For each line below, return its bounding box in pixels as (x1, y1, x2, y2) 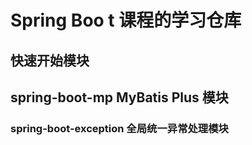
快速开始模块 (10, 52, 90, 69)
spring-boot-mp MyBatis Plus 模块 (10, 89, 229, 106)
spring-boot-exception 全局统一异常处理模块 (10, 121, 229, 135)
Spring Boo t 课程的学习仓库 (10, 9, 242, 32)
